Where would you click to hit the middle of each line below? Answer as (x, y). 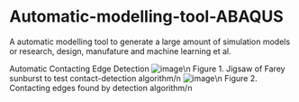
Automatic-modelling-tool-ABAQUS (146, 17)
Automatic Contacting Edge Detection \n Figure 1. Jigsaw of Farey (147, 69)
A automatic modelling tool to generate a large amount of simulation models (150, 42)
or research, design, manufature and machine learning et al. (120, 51)
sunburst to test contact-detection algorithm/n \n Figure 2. (134, 78)
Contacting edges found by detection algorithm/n (101, 88)
